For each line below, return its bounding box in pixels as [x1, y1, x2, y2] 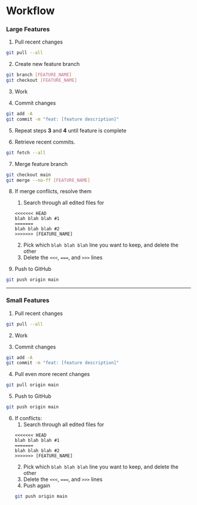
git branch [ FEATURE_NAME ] [6, 72, 72, 78]
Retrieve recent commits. [14, 138, 76, 145]
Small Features [6, 296, 50, 304]
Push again [23, 482, 51, 489]
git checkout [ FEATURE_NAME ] [6, 78, 77, 84]
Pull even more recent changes [14, 371, 90, 378]
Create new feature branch [14, 61, 80, 68]
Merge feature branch [14, 160, 68, 167]
